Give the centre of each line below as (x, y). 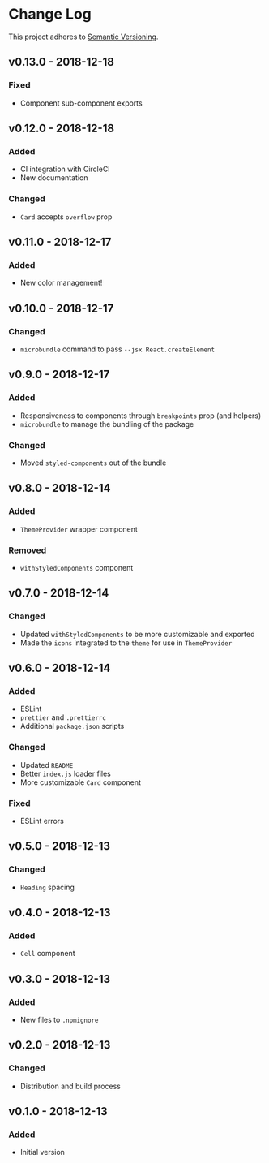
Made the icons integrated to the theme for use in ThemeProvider (126, 643)
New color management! (61, 283)
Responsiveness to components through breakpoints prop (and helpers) (141, 416)
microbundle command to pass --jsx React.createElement (117, 349)
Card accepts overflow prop (66, 217)
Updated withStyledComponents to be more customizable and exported (137, 634)
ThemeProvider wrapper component (79, 529)
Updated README (47, 765)
